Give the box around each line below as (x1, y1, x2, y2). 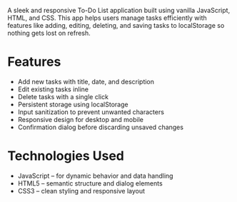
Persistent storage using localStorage (17, 100, 128, 108)
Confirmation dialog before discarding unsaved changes (17, 123, 184, 131)
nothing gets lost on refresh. (7, 29, 91, 37)
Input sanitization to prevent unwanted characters (17, 107, 164, 116)
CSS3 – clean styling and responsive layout (17, 186, 145, 195)
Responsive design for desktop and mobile (17, 115, 144, 123)
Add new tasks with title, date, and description (17, 77, 155, 86)
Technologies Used (7, 148, 125, 164)
